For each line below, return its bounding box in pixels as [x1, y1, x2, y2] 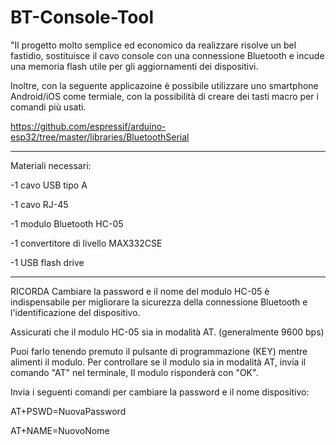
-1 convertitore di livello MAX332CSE [10, 237, 163, 249]
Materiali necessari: [10, 159, 92, 171]
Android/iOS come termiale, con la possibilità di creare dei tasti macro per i [10, 90, 319, 102]
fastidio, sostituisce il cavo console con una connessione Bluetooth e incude [10, 49, 325, 61]
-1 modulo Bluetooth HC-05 [10, 217, 124, 230]
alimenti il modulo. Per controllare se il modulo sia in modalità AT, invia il [10, 356, 307, 368]
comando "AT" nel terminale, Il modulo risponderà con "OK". [10, 366, 259, 378]
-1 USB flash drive [10, 256, 85, 268]
